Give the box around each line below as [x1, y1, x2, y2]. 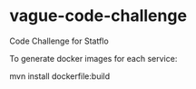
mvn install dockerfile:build [9, 70, 111, 82]
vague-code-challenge [9, 5, 188, 26]
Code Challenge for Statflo [9, 35, 109, 46]
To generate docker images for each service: [9, 53, 178, 64]
